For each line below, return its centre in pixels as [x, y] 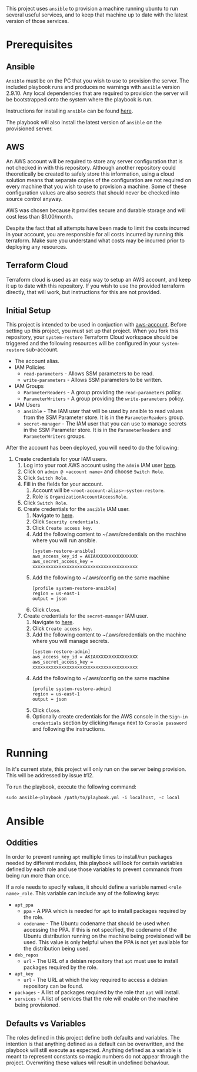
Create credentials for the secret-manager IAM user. [86, 616]
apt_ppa [24, 905]
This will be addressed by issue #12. [50, 776]
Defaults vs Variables [46, 1023]
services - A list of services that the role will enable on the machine [96, 999]
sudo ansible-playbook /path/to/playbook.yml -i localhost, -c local [93, 798]
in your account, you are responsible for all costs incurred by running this [95, 234]
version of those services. [38, 21]
